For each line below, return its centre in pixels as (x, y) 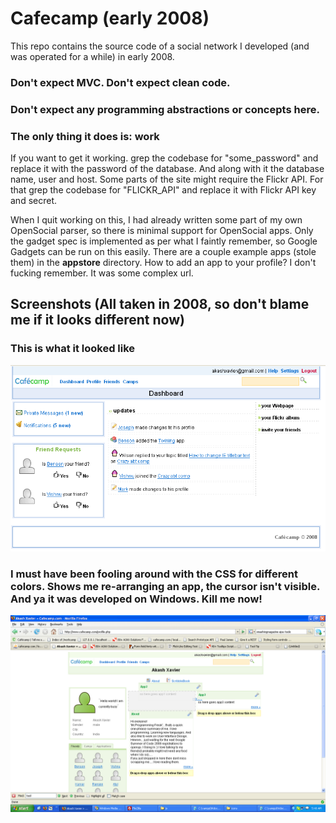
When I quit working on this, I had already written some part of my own (156, 220)
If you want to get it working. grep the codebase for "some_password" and (164, 158)
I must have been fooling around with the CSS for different (154, 574)
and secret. (34, 201)
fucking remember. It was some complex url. (102, 273)
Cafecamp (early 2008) (110, 18)
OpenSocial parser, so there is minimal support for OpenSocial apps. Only (162, 231)
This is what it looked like (73, 349)
